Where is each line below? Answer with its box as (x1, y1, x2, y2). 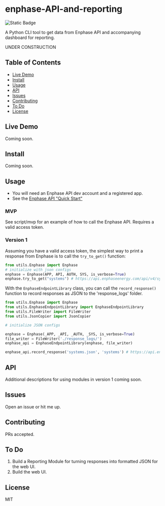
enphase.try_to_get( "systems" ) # (5, 276, 74, 282)
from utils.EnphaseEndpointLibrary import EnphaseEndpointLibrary (5, 305, 144, 310)
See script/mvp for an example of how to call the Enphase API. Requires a (5, 219, 154, 225)
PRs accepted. (5, 431, 35, 437)
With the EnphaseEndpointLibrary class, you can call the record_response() (5, 285, 157, 291)
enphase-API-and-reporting (5, 3, 123, 15)
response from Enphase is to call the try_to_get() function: (5, 253, 126, 259)
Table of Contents (5, 58, 61, 67)
